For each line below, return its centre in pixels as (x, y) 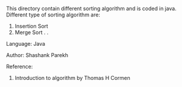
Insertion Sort (31, 26)
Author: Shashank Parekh (37, 55)
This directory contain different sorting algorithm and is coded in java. (91, 9)
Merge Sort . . (31, 32)
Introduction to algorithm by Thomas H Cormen (72, 78)
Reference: (20, 66)
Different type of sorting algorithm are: (53, 15)
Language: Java (26, 44)
